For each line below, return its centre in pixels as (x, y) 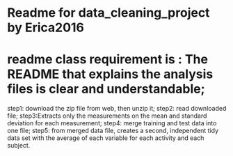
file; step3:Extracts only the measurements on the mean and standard (107, 116)
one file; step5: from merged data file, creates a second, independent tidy (113, 131)
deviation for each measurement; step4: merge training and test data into (112, 123)
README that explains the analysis (110, 74)
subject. (19, 146)
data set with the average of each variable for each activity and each (106, 138)
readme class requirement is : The (108, 60)
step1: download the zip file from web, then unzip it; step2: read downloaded (117, 109)
